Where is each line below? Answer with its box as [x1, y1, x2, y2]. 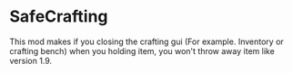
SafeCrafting [9, 6, 108, 27]
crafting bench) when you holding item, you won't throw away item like [9, 45, 275, 56]
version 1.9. [9, 55, 53, 66]
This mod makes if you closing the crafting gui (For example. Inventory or [9, 36, 284, 47]
